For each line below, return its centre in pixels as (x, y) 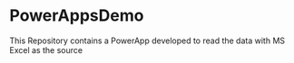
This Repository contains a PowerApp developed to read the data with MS (147, 40)
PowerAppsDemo (77, 16)
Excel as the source (46, 49)
